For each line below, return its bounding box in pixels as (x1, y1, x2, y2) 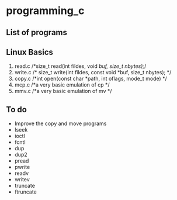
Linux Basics (6, 47, 54, 57)
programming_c (6, 4, 85, 18)
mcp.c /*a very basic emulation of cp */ (14, 81, 110, 88)
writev (14, 176, 30, 183)
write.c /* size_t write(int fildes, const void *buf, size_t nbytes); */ (14, 69, 172, 76)
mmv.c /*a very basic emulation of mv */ (14, 88, 112, 95)
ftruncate (14, 188, 37, 195)
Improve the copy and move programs (14, 120, 107, 127)
